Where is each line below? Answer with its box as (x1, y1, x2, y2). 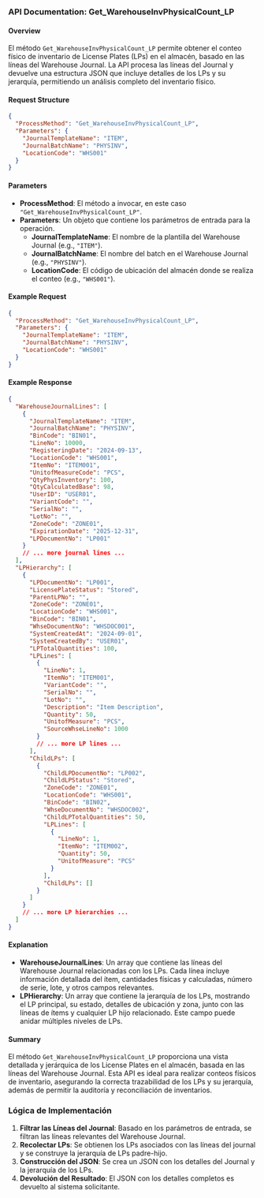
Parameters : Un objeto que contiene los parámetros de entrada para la (19, 215, 251, 225)
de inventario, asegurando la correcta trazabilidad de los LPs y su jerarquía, (8, 1077, 254, 1087)
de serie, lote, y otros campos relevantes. (19, 983, 154, 992)
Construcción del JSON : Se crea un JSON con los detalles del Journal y (19, 1156, 255, 1166)
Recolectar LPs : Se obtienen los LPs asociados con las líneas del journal (19, 1140, 256, 1149)
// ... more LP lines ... (36, 740, 122, 748)
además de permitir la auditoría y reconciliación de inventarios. (8, 1085, 213, 1095)
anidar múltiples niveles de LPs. (19, 1017, 123, 1026)
